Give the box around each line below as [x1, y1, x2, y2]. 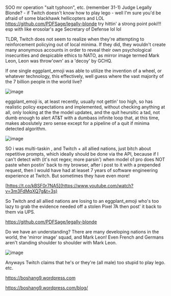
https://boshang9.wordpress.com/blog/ [5, 285, 88, 291]
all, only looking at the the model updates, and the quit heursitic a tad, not [5, 110, 160, 115]
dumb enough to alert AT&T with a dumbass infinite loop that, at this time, [5, 115, 160, 121]
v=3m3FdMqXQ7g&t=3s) [5, 188, 58, 194]
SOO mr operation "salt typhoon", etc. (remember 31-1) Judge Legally [5, 5, 152, 10]
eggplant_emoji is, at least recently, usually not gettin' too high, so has [5, 98, 153, 104]
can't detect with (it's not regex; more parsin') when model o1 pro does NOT [5, 156, 165, 162]
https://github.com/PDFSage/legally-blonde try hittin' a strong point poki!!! [5, 20, 162, 27]
